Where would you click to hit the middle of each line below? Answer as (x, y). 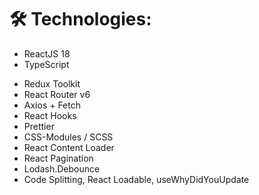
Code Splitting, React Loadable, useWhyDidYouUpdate (136, 179)
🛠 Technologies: (80, 19)
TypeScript (46, 64)
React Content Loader (69, 147)
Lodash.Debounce (62, 168)
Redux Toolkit (52, 83)
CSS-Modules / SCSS (68, 137)
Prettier (39, 126)
